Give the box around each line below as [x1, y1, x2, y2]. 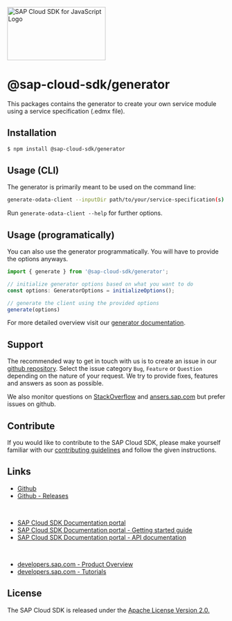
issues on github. [7, 400, 57, 408]
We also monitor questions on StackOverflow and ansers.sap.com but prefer [7, 392, 226, 401]
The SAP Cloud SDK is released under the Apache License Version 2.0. [7, 606, 210, 614]
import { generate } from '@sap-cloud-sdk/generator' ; [7, 268, 169, 275]
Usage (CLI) [7, 164, 60, 176]
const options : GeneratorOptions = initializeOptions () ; [7, 287, 175, 294]
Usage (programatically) [7, 229, 115, 240]
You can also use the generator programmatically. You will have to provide [7, 247, 220, 256]
